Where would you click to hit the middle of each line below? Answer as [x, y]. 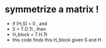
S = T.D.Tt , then [29, 29]
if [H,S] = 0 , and [30, 23]
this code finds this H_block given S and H [57, 40]
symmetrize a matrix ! [52, 9]
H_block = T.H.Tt [30, 34]
